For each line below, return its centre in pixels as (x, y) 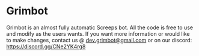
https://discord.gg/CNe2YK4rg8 (46, 46)
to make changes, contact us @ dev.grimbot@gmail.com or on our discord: (99, 40)
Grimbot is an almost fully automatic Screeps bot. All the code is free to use (100, 27)
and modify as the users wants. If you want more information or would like (98, 33)
